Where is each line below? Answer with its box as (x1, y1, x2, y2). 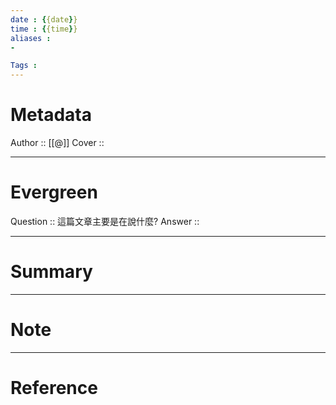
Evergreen (10, 181, 98, 204)
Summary (10, 261, 93, 283)
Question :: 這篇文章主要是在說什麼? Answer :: (10, 216, 200, 227)
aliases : (10, 33, 52, 43)
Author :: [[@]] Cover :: (10, 137, 105, 149)
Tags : (10, 61, 38, 71)
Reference (10, 377, 98, 400)
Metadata (10, 104, 92, 126)
